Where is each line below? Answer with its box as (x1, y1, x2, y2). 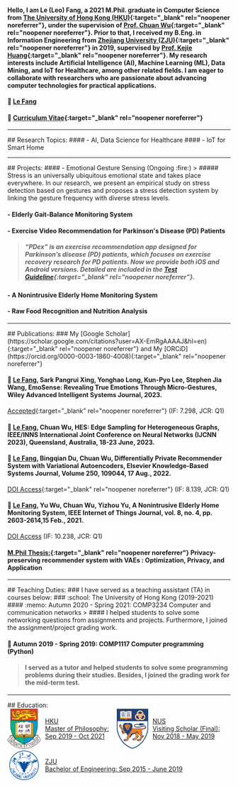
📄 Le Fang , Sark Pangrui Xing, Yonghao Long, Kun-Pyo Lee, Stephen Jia (7, 376, 222, 384)
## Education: (7, 701, 48, 709)
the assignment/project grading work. (7, 623, 118, 632)
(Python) (7, 647, 34, 655)
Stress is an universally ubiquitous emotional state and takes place (7, 171, 202, 180)
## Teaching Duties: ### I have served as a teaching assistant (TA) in (7, 586, 210, 594)
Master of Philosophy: (45, 724, 109, 733)
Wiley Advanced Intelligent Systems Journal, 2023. (7, 391, 163, 399)
